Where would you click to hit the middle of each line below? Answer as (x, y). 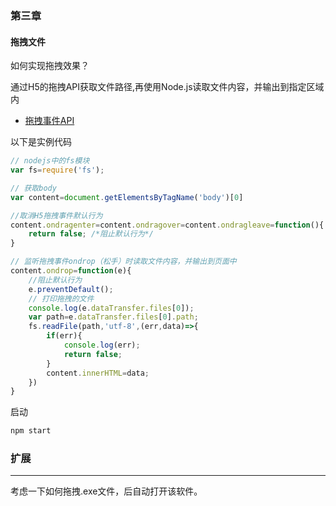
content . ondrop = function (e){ (71, 271)
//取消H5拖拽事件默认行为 (56, 215)
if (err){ (64, 336)
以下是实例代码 (41, 142)
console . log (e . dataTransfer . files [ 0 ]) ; (111, 308)
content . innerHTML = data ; (98, 373)
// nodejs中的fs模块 (50, 161)
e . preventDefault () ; (71, 289)
